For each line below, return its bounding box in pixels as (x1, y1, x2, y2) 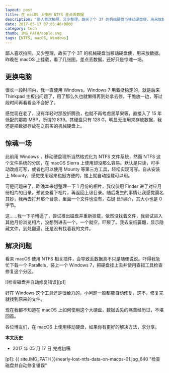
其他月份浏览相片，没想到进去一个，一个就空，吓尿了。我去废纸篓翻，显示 (5, 219, 159, 225)
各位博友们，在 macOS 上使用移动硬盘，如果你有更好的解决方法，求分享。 (5, 324, 159, 330)
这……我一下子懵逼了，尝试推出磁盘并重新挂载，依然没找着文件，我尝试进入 (5, 212, 163, 219)
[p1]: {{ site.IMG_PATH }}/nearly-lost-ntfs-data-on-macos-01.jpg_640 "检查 (5, 356, 160, 362)
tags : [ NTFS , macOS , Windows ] (5, 36, 69, 41)
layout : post (5, 7, 33, 13)
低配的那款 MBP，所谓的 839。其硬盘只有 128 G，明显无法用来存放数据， (5, 117, 157, 123)
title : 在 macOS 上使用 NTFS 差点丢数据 (5, 12, 84, 17)
